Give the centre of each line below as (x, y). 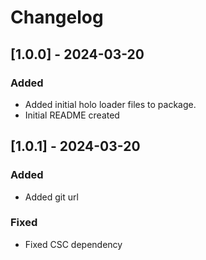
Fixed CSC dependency (73, 244)
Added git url (51, 197)
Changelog (57, 17)
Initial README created (72, 115)
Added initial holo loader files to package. (110, 104)
